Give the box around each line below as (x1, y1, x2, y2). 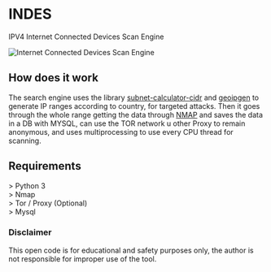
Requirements (8, 159, 81, 173)
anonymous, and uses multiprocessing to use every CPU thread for (8, 127, 234, 136)
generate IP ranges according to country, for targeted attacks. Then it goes (8, 101, 260, 110)
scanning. (8, 136, 42, 145)
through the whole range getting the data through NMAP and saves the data (8, 110, 263, 119)
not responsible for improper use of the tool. (8, 253, 157, 264)
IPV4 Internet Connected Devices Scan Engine (8, 32, 164, 41)
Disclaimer (8, 227, 52, 238)
